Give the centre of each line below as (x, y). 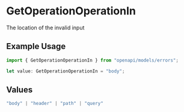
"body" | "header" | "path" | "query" (55, 104)
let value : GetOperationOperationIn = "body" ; (66, 71)
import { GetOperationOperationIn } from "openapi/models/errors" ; (93, 60)
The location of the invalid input (45, 28)
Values (20, 90)
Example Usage (36, 46)
